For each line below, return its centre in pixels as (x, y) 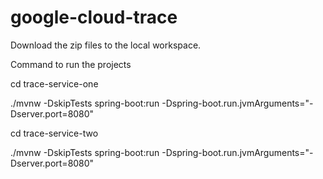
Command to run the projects (71, 64)
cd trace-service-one (54, 83)
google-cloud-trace (94, 17)
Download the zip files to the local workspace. (106, 45)
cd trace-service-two (54, 133)
